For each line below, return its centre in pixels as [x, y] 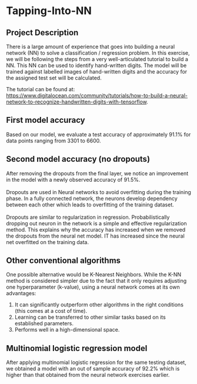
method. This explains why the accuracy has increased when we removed [96, 229]
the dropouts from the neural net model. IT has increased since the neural [96, 236]
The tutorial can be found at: [41, 89]
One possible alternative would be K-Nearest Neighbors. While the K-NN [94, 275]
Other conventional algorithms [64, 261]
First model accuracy [46, 120]
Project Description [42, 33]
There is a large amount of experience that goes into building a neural [91, 46]
